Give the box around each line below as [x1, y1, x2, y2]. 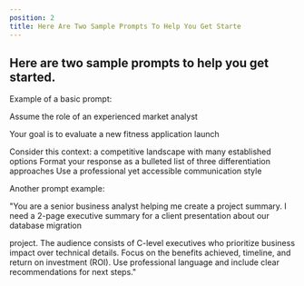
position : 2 [9, 13, 54, 23]
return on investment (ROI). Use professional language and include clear [9, 257, 279, 268]
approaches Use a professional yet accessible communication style [9, 165, 262, 177]
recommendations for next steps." [9, 267, 137, 278]
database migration [9, 220, 83, 232]
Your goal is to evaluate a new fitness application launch [9, 129, 220, 140]
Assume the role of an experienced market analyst [9, 111, 198, 123]
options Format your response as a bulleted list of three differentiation [9, 156, 270, 167]
